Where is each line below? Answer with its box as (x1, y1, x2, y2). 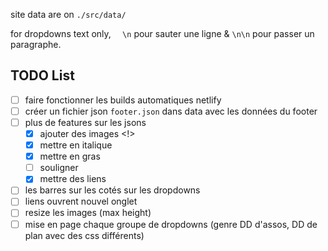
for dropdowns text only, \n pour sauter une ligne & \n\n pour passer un (10, 28, 315, 39)
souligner (39, 162, 79, 174)
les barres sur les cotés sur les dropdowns (24, 184, 201, 196)
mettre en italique (39, 139, 113, 151)
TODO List (10, 67, 75, 84)
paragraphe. (10, 39, 62, 50)
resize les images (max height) (24, 207, 152, 219)
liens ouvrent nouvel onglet (24, 195, 138, 208)
